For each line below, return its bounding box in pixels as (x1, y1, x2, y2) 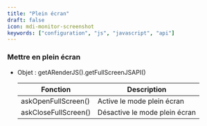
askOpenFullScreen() (20, 96, 90, 106)
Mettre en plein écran (7, 53, 81, 62)
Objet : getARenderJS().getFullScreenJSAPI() (17, 68, 147, 76)
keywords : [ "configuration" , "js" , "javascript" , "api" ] (7, 29, 175, 37)
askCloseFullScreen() (20, 107, 91, 117)
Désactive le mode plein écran (97, 107, 196, 117)
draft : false (7, 17, 45, 24)
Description (127, 84, 167, 94)
